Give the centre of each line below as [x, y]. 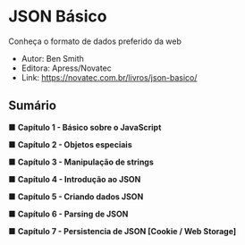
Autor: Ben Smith [52, 58]
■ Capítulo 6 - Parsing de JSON [68, 214]
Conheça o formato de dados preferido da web [95, 41]
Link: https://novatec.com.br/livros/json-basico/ [109, 77]
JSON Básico [58, 17]
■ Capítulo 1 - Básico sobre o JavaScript [85, 127]
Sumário [33, 106]
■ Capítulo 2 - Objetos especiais [70, 144]
